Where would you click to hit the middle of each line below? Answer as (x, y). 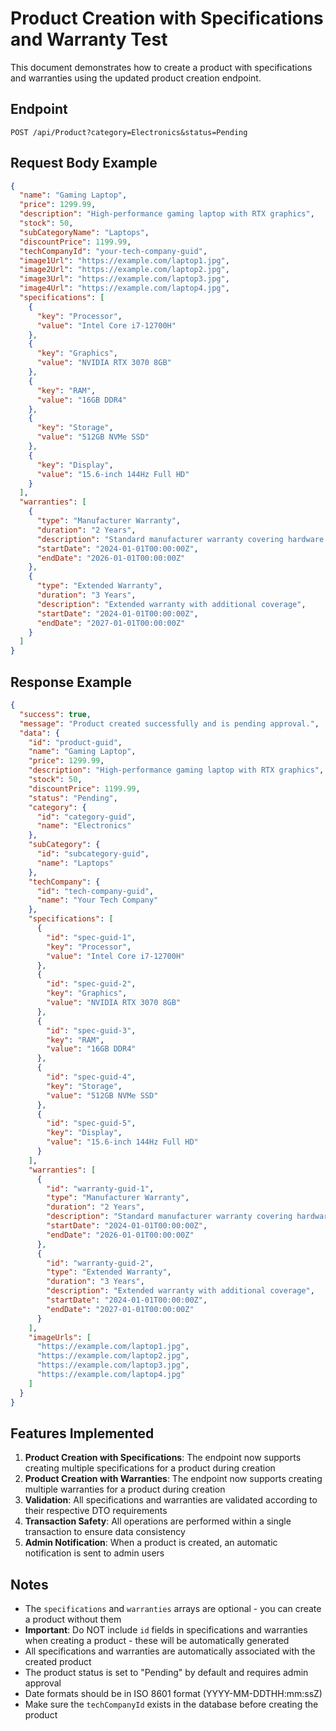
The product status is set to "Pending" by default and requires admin (166, 1673)
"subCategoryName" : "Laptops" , (84, 232)
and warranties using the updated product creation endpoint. (136, 78)
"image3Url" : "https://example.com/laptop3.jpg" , (124, 279)
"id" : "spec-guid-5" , (91, 1123)
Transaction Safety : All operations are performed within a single (158, 1521)
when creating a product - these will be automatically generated (157, 1641)
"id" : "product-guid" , (75, 742)
